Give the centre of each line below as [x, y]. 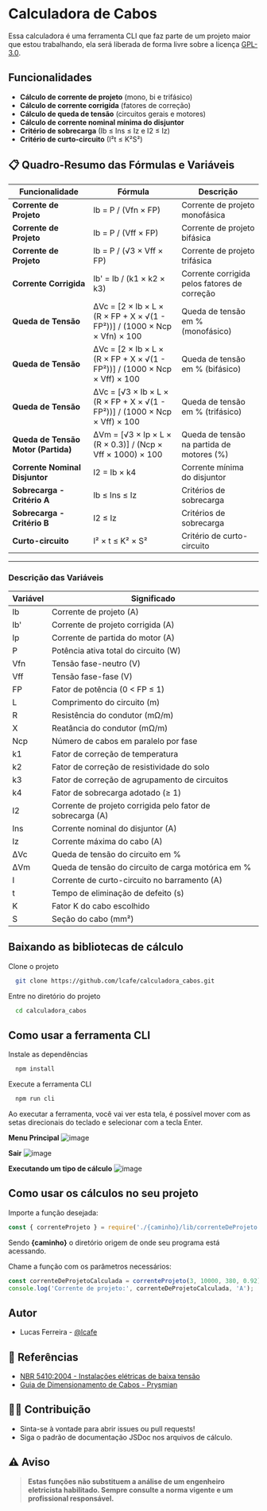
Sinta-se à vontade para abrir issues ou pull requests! [107, 1428]
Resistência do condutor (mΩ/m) [112, 715]
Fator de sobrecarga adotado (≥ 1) [116, 792]
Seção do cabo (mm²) [93, 919]
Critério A [31, 500]
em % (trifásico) [212, 412]
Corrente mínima [213, 467]
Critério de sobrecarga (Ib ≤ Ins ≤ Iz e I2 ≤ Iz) [95, 130]
